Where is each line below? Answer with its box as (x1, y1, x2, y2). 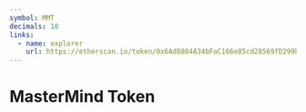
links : (9, 30, 35, 39)
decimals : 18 (9, 22, 59, 31)
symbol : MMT (9, 13, 55, 23)
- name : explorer (17, 38, 84, 48)
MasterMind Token (9, 87, 156, 107)
